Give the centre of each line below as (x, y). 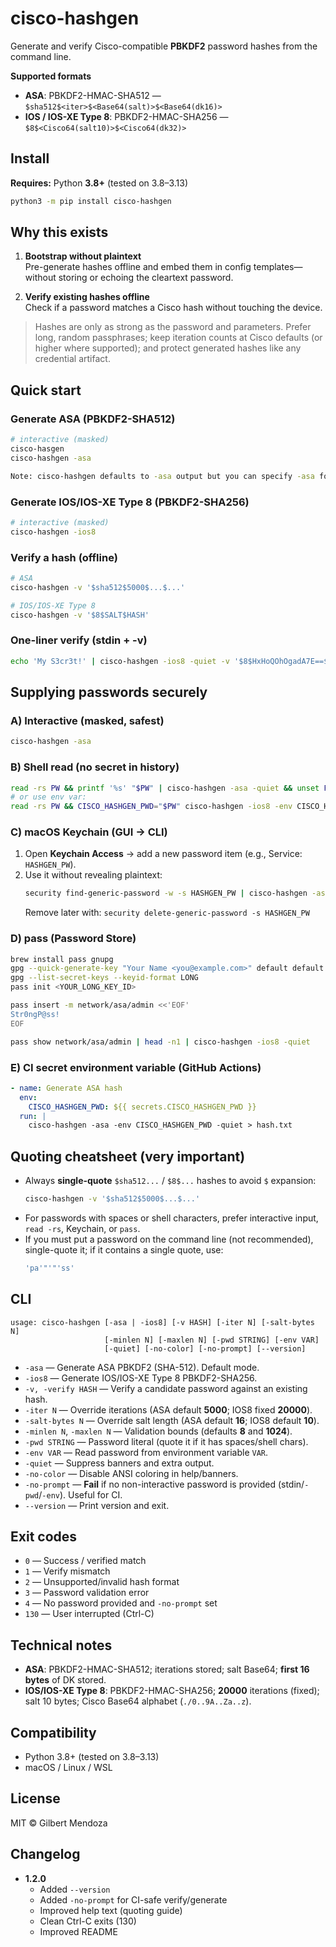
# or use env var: (48, 797)
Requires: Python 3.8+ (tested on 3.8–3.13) (99, 183)
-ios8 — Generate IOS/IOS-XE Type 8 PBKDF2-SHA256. (141, 1378)
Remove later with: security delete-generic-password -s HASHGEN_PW (167, 913)
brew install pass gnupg (62, 959)
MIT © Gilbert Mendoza (59, 1823)
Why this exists (59, 232)
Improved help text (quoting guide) (111, 1910)
